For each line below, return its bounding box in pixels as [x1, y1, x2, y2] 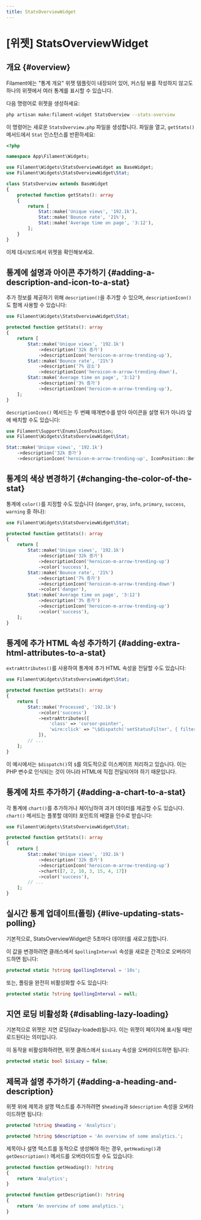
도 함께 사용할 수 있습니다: [6, 302, 67, 309]
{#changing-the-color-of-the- [77, 474, 193, 484]
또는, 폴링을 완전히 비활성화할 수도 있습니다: [6, 979, 109, 986]
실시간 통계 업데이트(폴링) [6, 908, 96, 919]
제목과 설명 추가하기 [6, 1076, 75, 1087]
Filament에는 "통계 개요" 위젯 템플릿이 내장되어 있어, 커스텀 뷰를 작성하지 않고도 [6, 79, 193, 86]
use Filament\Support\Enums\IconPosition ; [6, 428, 114, 434]
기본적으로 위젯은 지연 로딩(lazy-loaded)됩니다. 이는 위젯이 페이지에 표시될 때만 [6, 1026, 193, 1033]
